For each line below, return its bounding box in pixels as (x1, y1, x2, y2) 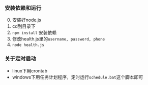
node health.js (12, 42, 45, 48)
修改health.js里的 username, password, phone (12, 36, 105, 42)
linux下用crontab (12, 67, 48, 74)
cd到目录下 (12, 23, 36, 29)
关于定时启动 (5, 55, 37, 62)
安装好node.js (12, 17, 42, 23)
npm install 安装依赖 (12, 29, 57, 36)
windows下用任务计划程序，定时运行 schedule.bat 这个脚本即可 (12, 74, 143, 80)
